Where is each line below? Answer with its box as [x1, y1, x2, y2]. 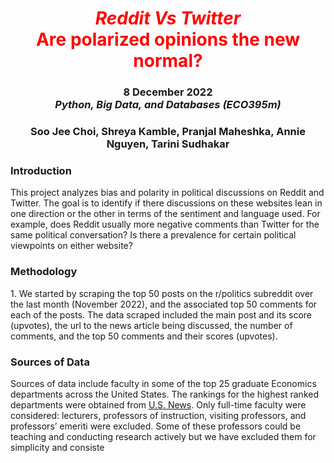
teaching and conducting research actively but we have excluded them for [10, 430, 317, 442]
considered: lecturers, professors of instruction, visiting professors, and [10, 409, 307, 421]
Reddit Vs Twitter [94, 7, 242, 30]
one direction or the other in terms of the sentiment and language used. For [10, 208, 321, 220]
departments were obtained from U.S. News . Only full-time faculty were [10, 398, 307, 411]
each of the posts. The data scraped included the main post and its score [10, 308, 312, 321]
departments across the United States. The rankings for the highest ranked [10, 388, 319, 400]
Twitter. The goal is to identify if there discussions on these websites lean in [10, 197, 323, 209]
